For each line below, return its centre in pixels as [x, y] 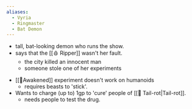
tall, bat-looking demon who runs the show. [69, 46]
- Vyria [22, 18]
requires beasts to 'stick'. [56, 86]
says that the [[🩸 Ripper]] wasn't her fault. [69, 53]
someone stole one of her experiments [73, 68]
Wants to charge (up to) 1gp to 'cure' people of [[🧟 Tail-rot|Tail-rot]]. [101, 93]
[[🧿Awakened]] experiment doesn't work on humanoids [84, 80]
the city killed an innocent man [63, 62]
